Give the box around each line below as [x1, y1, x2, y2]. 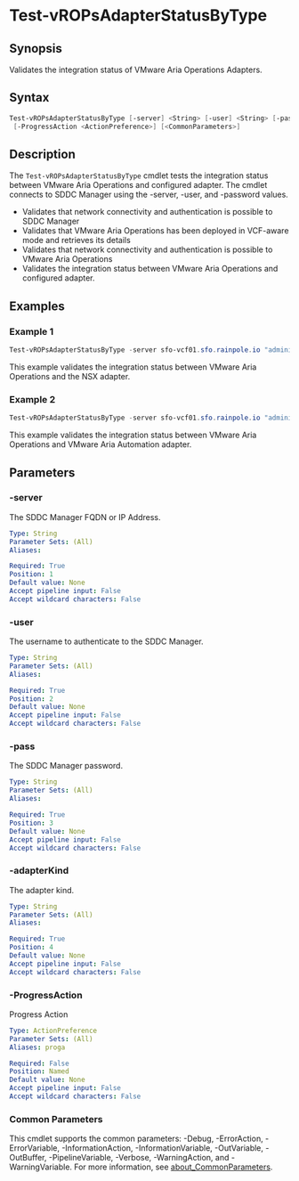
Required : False [9, 1059, 69, 1068]
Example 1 [9, 325, 54, 338]
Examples [9, 298, 65, 314]
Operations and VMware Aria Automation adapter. [9, 439, 192, 450]
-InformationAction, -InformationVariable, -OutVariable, [61, 1143, 264, 1153]
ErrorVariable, [9, 1143, 61, 1153]
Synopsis [9, 41, 62, 56]
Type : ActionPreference [9, 1026, 98, 1035]
